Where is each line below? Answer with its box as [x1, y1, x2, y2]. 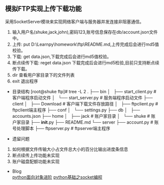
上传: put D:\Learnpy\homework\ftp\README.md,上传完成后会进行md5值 [12, 41, 159, 47]
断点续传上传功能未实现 [12, 152, 60, 158]
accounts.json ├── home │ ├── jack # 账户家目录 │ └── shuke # [12, 113, 150, 119]
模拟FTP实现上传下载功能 [5, 4, 82, 13]
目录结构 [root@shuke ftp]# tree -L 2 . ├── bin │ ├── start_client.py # [12, 88, 157, 94]
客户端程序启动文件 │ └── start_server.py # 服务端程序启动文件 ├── [12, 95, 153, 101]
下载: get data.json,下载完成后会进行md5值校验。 [12, 53, 112, 59]
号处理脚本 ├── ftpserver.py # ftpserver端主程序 [12, 125, 111, 131]
